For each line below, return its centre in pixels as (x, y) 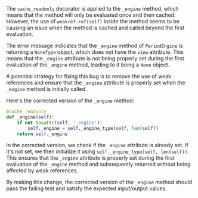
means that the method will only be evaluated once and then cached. (91, 15)
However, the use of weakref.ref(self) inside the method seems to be (93, 21)
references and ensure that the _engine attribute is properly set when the (96, 83)
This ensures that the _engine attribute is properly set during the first (90, 158)
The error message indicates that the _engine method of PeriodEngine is (95, 45)
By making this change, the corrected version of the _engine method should (99, 182)
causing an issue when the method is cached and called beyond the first (95, 28)
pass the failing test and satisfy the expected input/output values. (86, 188)
